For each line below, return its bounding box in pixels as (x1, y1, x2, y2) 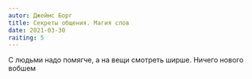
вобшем (8, 64, 37, 73)
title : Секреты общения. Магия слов (8, 19, 130, 27)
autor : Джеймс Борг (8, 11, 73, 20)
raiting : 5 (8, 33, 45, 42)
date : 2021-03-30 (8, 26, 66, 34)
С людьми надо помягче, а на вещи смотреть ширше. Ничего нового (8, 55, 244, 65)
